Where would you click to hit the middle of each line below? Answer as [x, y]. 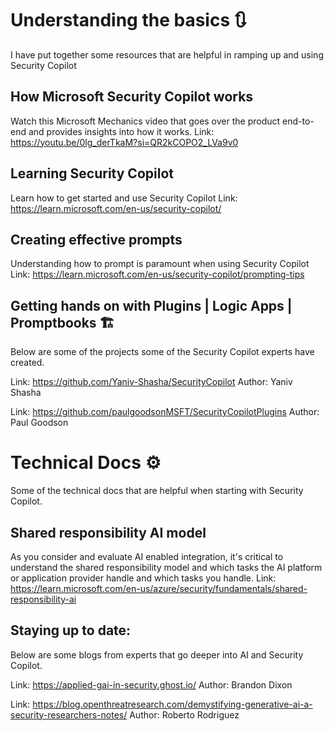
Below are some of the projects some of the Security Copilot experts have [162, 352]
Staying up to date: [71, 630]
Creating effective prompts [96, 239]
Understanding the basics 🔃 [129, 20]
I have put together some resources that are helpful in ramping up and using [167, 54]
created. [27, 363]
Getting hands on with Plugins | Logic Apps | [151, 305]
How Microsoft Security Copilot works [132, 97]
